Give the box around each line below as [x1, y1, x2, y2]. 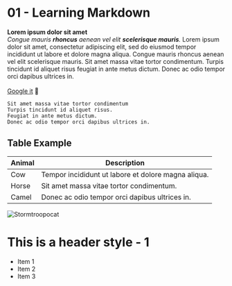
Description [105, 158, 145, 167]
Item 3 [17, 272, 36, 280]
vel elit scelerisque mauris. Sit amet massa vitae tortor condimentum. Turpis [7, 57, 224, 65]
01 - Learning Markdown [7, 5, 151, 21]
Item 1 [17, 257, 35, 265]
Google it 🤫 [7, 87, 39, 95]
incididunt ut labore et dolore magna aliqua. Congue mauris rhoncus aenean [7, 50, 224, 58]
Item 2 [17, 264, 36, 273]
